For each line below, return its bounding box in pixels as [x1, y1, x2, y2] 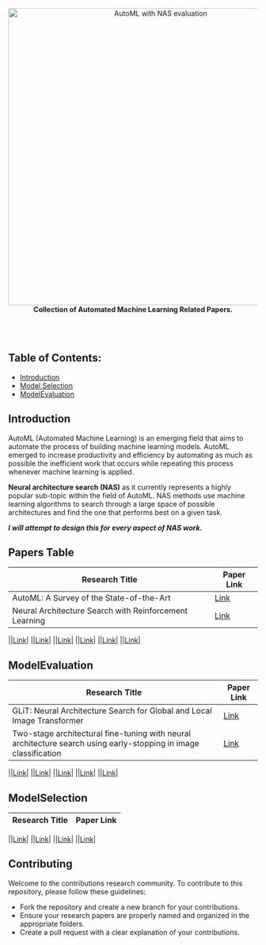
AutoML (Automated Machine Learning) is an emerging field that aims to [8, 433, 244, 443]
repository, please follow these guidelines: [8, 886, 146, 896]
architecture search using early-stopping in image [12, 738, 199, 749]
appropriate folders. [19, 919, 85, 928]
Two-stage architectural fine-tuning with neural [12, 728, 192, 739]
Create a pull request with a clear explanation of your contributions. [19, 927, 240, 937]
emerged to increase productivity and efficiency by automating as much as [8, 450, 253, 459]
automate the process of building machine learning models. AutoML [8, 441, 230, 451]
